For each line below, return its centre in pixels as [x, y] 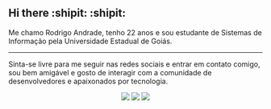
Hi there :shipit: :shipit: [67, 13]
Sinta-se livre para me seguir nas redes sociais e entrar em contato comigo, [134, 64]
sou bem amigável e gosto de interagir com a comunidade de [110, 72]
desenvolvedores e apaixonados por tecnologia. [88, 81]
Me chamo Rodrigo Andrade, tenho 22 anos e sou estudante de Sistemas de [135, 32]
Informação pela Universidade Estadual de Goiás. [90, 41]
